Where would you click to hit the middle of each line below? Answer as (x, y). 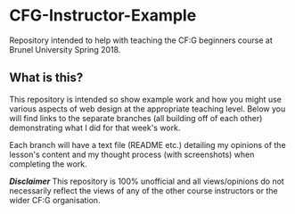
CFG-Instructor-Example (103, 16)
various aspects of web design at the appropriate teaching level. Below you (147, 109)
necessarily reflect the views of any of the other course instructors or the (143, 190)
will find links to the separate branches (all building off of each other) (136, 118)
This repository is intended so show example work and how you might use (146, 99)
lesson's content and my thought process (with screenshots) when (132, 154)
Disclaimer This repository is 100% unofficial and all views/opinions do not (147, 181)
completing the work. (48, 164)
